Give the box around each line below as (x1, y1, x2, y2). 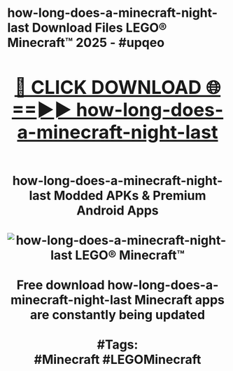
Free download (16, 277, 105, 292)
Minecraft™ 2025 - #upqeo (7, 35, 165, 50)
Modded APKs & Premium (53, 187, 206, 203)
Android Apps (76, 202, 159, 218)
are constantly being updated (30, 306, 205, 323)
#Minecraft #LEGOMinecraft (34, 351, 202, 367)
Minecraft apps (134, 292, 225, 308)
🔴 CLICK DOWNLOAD (14, 75, 202, 99)
